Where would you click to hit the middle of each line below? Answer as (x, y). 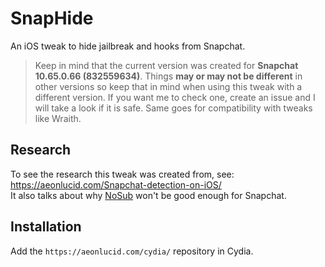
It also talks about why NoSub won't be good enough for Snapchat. (148, 195)
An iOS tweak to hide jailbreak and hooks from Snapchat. (128, 46)
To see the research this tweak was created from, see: (122, 174)
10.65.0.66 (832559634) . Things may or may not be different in (168, 76)
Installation (46, 227)
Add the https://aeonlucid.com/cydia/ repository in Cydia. (132, 251)
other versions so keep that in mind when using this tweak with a (168, 86)
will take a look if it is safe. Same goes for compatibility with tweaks (173, 108)
